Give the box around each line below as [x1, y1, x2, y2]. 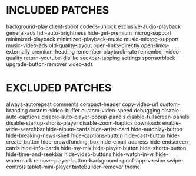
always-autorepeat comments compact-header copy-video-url [6, 101, 159, 108]
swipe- [167, 157, 184, 164]
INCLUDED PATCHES [6, 4, 109, 17]
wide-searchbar [6, 125, 45, 132]
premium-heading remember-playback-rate [31, 48, 137, 55]
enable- [162, 119, 181, 127]
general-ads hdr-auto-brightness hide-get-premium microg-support [6, 29, 172, 36]
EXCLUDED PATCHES [6, 81, 112, 95]
